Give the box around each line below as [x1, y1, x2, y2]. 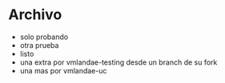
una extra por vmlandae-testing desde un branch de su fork [19, 57, 218, 67]
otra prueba [19, 40, 59, 49]
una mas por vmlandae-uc [19, 65, 107, 75]
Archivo [8, 6, 62, 24]
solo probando [19, 32, 69, 41]
